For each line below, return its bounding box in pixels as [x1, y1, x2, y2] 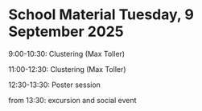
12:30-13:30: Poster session [8, 80, 101, 89]
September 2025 [8, 22, 124, 41]
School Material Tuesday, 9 [8, 6, 195, 24]
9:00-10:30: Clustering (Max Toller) [8, 49, 126, 58]
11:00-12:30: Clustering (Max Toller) [8, 64, 126, 73]
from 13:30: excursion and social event [8, 95, 137, 105]
